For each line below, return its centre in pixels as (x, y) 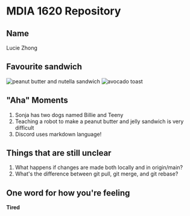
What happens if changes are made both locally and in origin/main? (99, 168)
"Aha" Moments (37, 100)
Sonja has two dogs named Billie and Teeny (69, 115)
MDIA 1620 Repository (64, 11)
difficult (24, 127)
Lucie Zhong (22, 48)
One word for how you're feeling (68, 193)
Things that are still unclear (59, 153)
